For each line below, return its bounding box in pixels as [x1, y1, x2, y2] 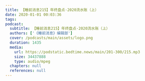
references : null [10, 68, 46, 73]
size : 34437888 [14, 54, 46, 59]
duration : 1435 [10, 40, 42, 45]
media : [10, 45, 24, 50]
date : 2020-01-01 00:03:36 [5, 12, 62, 17]
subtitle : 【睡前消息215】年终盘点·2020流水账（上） [10, 26, 110, 31]
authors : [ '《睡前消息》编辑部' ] [10, 31, 73, 36]
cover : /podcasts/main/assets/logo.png [10, 36, 93, 41]
